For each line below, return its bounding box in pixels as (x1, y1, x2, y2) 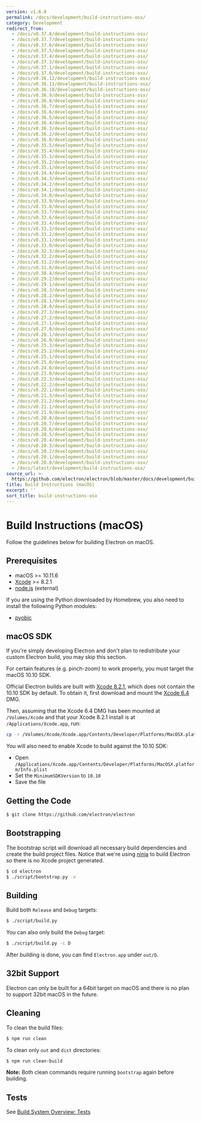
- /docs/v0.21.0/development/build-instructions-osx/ (11, 409, 148, 415)
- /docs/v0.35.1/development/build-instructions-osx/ (11, 165, 148, 171)
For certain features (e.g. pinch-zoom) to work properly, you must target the (6, 665, 194, 672)
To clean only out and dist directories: (6, 1046, 102, 1053)
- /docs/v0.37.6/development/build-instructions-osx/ (11, 42, 148, 48)
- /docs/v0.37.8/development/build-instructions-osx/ (11, 31, 148, 37)
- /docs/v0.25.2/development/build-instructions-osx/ (11, 348, 148, 354)
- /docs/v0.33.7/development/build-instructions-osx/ (11, 209, 148, 215)
